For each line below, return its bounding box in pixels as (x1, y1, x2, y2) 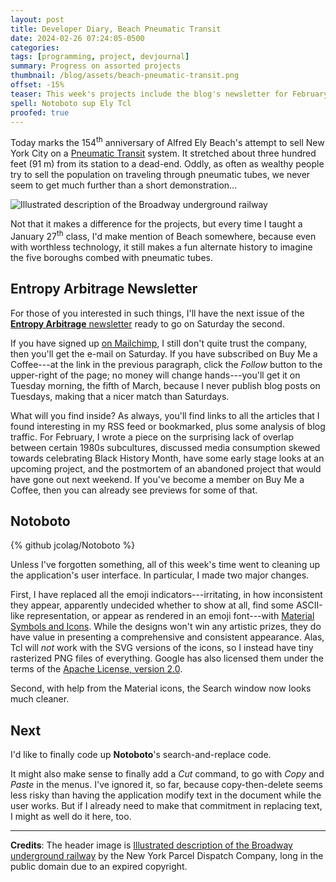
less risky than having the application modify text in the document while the (10, 789, 322, 801)
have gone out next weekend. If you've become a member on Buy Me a (10, 473, 305, 485)
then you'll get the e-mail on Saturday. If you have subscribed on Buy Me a (10, 347, 318, 360)
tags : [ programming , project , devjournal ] (10, 52, 190, 62)
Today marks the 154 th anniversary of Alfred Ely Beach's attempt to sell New (10, 135, 325, 149)
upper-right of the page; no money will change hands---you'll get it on (10, 369, 301, 381)
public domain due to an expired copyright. (10, 861, 188, 873)
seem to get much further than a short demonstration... (10, 179, 238, 191)
